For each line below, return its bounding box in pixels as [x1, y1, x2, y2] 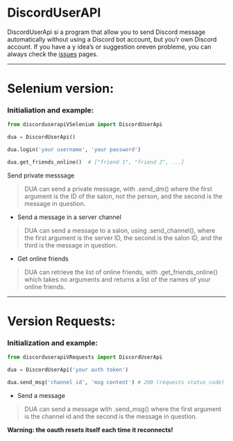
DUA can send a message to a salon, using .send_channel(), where [24, 226, 216, 234]
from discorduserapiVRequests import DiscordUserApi [7, 354, 163, 361]
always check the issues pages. [7, 50, 98, 58]
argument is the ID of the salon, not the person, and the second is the [24, 192, 223, 200]
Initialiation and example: [7, 105, 94, 115]
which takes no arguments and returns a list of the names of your [24, 275, 212, 284]
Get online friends [17, 254, 69, 263]
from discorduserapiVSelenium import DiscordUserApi [7, 121, 163, 128]
